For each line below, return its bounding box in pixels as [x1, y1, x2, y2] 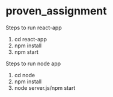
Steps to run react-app [5, 24, 62, 31]
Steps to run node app [5, 60, 61, 67]
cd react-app [14, 35, 47, 43]
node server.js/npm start [14, 84, 76, 91]
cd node [14, 71, 35, 78]
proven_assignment [5, 4, 108, 18]
